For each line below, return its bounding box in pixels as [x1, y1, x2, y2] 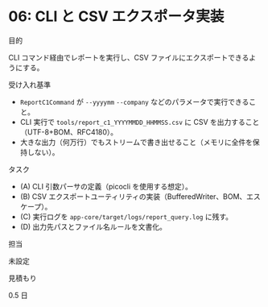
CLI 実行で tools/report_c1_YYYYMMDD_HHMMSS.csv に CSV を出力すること [19, 117, 260, 127]
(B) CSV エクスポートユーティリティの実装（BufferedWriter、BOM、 [19, 191, 247, 201]
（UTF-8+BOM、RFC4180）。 [19, 127, 118, 137]
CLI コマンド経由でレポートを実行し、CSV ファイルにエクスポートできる [8, 52, 249, 62]
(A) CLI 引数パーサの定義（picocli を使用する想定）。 [19, 181, 193, 191]
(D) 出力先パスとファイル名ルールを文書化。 [19, 222, 167, 231]
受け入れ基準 [8, 80, 51, 89]
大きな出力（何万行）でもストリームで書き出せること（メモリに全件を [19, 137, 254, 147]
